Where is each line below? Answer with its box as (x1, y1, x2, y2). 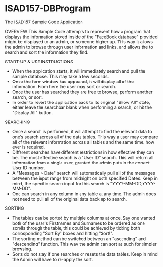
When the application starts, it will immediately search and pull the (12, 68, 146, 74)
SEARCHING (5, 119, 30, 125)
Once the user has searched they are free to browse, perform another (12, 89, 153, 95)
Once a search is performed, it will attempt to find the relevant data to (12, 128, 152, 134)
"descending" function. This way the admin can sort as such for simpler (12, 241, 157, 246)
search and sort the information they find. (5, 49, 89, 55)
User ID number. (12, 164, 45, 171)
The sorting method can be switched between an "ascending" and (12, 235, 146, 242)
